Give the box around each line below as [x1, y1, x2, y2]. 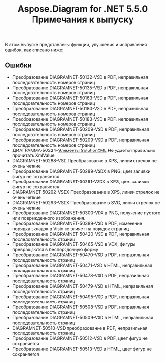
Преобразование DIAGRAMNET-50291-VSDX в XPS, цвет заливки [12, 179, 149, 184]
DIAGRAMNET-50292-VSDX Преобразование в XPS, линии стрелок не [12, 189, 160, 195]
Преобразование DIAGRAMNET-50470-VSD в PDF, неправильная [12, 252, 149, 258]
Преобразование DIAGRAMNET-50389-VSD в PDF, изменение [12, 220, 143, 226]
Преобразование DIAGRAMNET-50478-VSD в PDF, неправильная [12, 273, 149, 278]
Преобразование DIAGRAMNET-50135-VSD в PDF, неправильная [12, 85, 149, 90]
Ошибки [5, 61, 32, 69]
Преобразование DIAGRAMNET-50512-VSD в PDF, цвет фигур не [12, 335, 148, 341]
